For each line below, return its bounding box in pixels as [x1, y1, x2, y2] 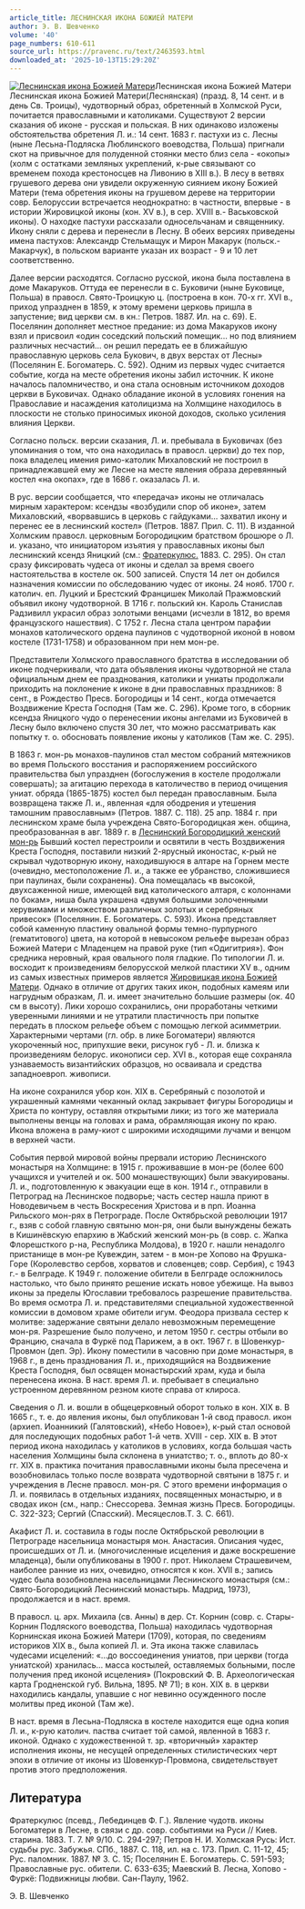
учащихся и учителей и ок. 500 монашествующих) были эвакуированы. [9, 1172, 290, 1182]
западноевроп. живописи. [9, 1069, 112, 1079]
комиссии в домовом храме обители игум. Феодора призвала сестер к [9, 1307, 289, 1317]
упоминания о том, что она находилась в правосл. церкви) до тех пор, [9, 445, 285, 455]
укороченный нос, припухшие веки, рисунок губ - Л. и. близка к [9, 1040, 260, 1050]
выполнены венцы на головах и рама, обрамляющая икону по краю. [9, 1115, 278, 1125]
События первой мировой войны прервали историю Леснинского [9, 1153, 267, 1163]
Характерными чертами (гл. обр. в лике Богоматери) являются [9, 1030, 256, 1041]
